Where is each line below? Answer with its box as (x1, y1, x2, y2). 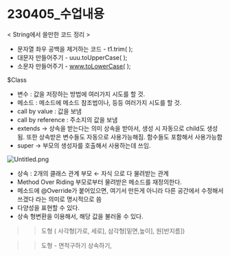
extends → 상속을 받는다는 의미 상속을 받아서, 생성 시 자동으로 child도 (16, 124, 206, 132)
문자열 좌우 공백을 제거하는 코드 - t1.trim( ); (16, 45, 133, 53)
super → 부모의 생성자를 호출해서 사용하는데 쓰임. (16, 141, 151, 150)
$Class (7, 75, 27, 84)
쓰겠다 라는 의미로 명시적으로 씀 (16, 195, 102, 203)
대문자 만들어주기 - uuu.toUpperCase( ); (16, 53, 128, 62)
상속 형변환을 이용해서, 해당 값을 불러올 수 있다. (16, 212, 144, 220)
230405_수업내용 (7, 6, 105, 22)
